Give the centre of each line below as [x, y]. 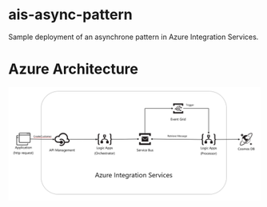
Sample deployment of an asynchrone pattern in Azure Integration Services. [133, 37]
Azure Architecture [73, 69]
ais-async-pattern [71, 15]
